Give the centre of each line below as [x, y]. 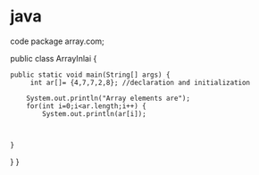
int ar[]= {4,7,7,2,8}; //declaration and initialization [140, 82]
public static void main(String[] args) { [90, 75]
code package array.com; [58, 41]
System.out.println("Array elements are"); [109, 98]
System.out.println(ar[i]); [94, 113]
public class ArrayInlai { [54, 58]
